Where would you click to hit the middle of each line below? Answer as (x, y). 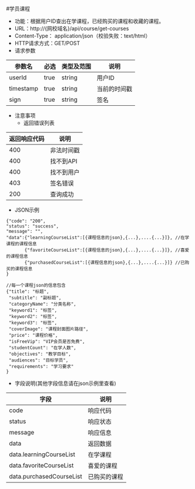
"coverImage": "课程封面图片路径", (48, 329)
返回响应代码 (27, 139)
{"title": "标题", (28, 292)
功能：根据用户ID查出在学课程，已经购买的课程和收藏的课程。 (89, 21)
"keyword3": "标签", (33, 323)
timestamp (24, 88)
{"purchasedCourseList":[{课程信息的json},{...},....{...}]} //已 (105, 263)
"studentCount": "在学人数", (42, 348)
